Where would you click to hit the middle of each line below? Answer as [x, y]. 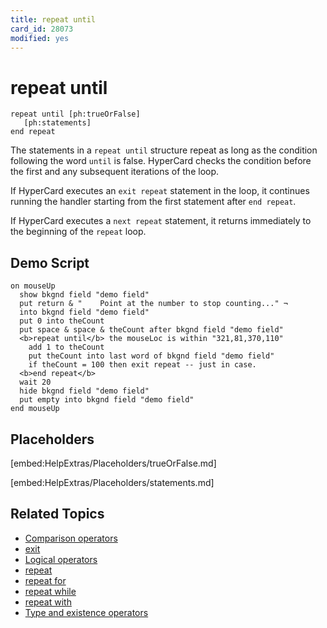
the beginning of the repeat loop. [78, 232]
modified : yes [40, 38]
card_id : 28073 [42, 29]
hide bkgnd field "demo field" [84, 391]
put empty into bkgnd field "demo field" [107, 400]
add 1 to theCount [66, 347]
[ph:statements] [57, 123]
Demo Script [50, 262]
